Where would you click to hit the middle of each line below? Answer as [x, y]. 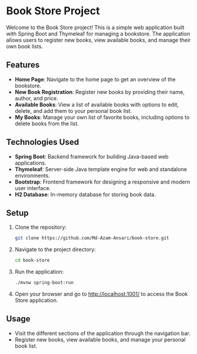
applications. [30, 163]
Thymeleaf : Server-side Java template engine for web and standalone [101, 169]
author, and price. [36, 98]
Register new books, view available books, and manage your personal [100, 339]
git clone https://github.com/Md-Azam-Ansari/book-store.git [92, 238]
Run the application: [39, 272]
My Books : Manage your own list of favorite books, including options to [102, 117]
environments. [32, 175]
